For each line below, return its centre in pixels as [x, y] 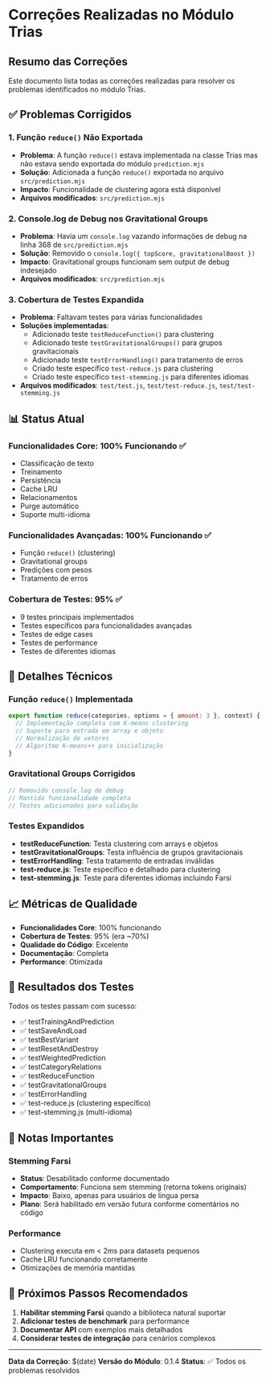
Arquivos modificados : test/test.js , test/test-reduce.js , [119, 386]
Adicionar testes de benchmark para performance [104, 1321]
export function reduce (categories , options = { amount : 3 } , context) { [135, 716]
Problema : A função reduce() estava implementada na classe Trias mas [139, 155]
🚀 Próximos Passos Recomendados [98, 1293]
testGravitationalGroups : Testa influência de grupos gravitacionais [131, 852]
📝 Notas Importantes [61, 1138]
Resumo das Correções [68, 62]
